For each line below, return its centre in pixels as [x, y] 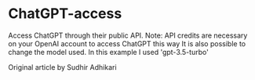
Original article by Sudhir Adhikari [62, 67]
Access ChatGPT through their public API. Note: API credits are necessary [128, 35]
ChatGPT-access [65, 14]
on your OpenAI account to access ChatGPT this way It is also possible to [127, 43]
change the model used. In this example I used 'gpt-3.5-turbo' [109, 52]
